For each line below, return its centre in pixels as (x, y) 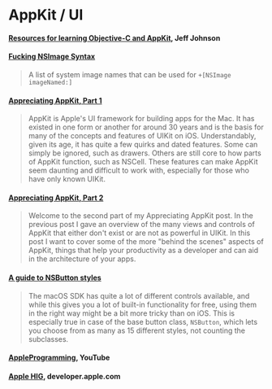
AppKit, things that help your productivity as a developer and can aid (143, 251)
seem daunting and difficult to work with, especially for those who (139, 170)
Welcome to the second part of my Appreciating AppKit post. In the (140, 216)
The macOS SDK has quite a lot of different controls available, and (139, 295)
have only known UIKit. (67, 179)
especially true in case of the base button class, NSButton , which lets (143, 321)
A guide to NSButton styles (55, 278)
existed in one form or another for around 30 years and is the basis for (146, 127)
